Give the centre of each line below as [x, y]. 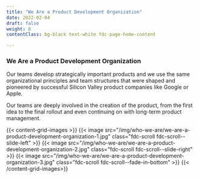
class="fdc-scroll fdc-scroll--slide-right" [142, 149]
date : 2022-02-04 [28, 18]
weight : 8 [19, 29]
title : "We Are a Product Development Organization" [74, 12]
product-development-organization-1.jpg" [59, 137]
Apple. [15, 94]
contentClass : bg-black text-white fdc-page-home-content [81, 35]
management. [24, 118]
